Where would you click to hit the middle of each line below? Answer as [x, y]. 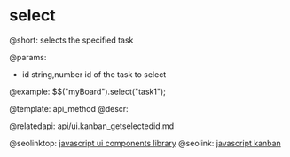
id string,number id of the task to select [94, 74]
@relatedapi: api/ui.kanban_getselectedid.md [92, 126]
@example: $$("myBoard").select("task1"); [88, 91]
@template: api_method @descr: [69, 108]
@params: [28, 57]
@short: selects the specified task [71, 40]
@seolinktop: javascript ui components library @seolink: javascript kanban [145, 143]
